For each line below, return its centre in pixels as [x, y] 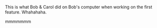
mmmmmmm [18, 21]
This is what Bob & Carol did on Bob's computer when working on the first [79, 7]
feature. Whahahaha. [26, 12]
